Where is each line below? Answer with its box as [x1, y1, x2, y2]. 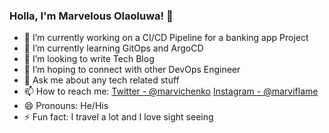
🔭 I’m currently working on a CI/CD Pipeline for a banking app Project [23, 32, 309, 44]
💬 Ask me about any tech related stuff [23, 74, 180, 86]
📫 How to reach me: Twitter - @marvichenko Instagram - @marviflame [23, 85, 319, 98]
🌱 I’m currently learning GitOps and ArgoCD [23, 42, 204, 54]
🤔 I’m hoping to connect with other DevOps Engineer [23, 64, 241, 76]
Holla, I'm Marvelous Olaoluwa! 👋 [9, 9, 174, 23]
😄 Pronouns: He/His [23, 100, 109, 112]
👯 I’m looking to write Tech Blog [23, 53, 155, 65]
